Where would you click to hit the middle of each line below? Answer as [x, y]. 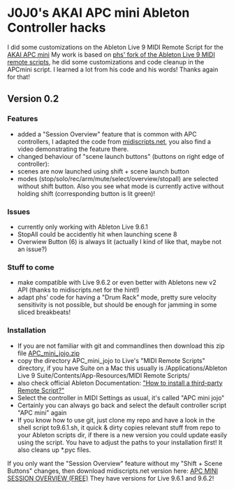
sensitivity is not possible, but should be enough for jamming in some [117, 305]
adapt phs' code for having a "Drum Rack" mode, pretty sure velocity [117, 297]
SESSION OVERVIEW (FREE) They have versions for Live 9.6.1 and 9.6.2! [111, 478]
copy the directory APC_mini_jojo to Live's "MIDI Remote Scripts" [111, 360]
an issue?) [32, 249]
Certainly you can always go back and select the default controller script [122, 405]
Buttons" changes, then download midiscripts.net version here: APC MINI [113, 471]
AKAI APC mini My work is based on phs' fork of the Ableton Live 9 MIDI [111, 55]
